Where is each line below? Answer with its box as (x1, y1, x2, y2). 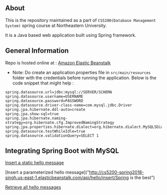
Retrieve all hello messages (5, 184, 61, 191)
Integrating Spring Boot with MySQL (5, 147, 119, 155)
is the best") (130, 175, 155, 181)
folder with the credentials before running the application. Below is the (12, 75, 157, 81)
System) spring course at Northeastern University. (5, 22, 107, 28)
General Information (5, 47, 69, 55)
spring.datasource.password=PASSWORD (5, 98, 83, 103)
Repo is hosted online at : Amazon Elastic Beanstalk (5, 60, 111, 66)
